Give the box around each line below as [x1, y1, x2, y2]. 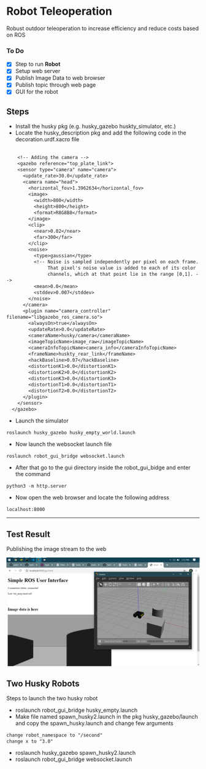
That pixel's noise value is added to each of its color [47, 265, 196, 271]
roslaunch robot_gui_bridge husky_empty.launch [15, 706, 138, 714]
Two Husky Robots [6, 678, 80, 689]
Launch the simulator [15, 417, 69, 424]
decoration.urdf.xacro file [15, 136, 80, 143]
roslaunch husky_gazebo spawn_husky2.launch [15, 749, 136, 756]
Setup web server [15, 68, 61, 75]
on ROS [6, 31, 26, 38]
